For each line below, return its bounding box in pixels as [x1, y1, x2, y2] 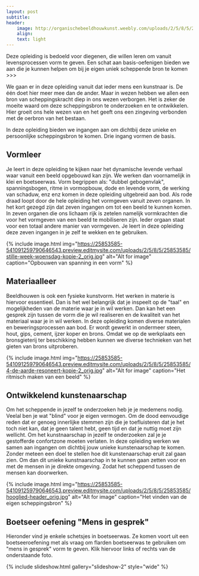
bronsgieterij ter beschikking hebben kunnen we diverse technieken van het [6, 336, 191, 344]
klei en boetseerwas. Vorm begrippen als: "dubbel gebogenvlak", [6, 178, 165, 185]
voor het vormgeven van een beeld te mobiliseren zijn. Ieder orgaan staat [6, 216, 185, 223]
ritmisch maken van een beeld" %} [6, 373, 91, 380]
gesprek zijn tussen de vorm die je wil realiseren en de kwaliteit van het [6, 311, 181, 318]
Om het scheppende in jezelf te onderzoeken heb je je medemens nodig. [6, 406, 184, 413]
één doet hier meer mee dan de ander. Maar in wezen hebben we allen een [6, 90, 190, 96]
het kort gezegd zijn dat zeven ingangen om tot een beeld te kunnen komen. [6, 203, 192, 210]
